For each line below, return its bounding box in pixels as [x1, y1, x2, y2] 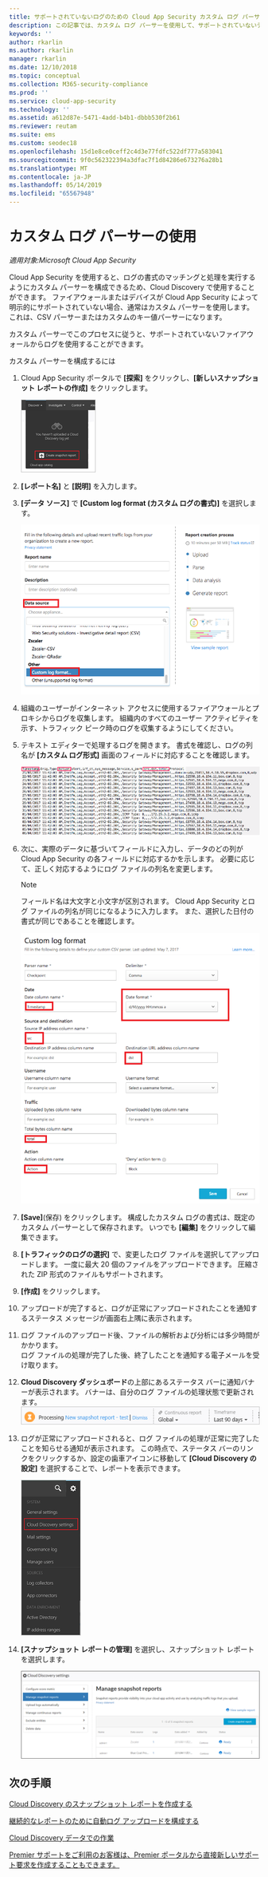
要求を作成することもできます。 [15, 1859, 120, 1869]
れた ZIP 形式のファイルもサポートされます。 [20, 1269, 168, 1278]
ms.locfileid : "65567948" [9, 190, 95, 198]
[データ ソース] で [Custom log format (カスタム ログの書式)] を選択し [20, 498, 250, 508]
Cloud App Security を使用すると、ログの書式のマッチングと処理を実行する [9, 272, 256, 282]
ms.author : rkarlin [9, 46, 74, 55]
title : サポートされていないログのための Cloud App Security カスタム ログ [9, 13, 239, 21]
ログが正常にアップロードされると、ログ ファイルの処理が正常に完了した [20, 1433, 260, 1443]
